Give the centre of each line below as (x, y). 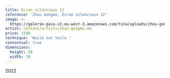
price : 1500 (18, 33)
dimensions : (18, 47)
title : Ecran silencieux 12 (35, 10)
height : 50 (21, 52)
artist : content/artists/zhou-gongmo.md (49, 29)
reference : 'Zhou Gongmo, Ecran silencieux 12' (56, 15)
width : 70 (20, 57)
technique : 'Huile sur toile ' (38, 38)
